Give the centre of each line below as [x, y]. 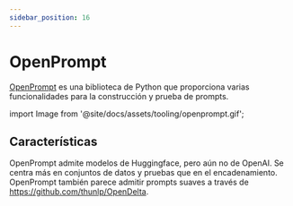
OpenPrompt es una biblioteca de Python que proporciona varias [129, 87]
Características [53, 141]
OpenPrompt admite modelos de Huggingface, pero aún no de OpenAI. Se [147, 163]
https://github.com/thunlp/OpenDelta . [79, 192]
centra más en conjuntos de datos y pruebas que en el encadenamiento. [143, 173]
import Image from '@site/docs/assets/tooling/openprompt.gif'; [127, 114]
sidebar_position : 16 [50, 17]
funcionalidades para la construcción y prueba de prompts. [119, 96]
